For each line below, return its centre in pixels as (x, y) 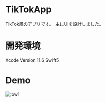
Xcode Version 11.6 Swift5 (32, 60)
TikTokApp (29, 9)
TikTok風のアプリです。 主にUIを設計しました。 (55, 24)
